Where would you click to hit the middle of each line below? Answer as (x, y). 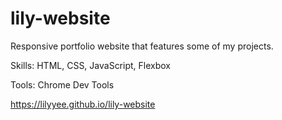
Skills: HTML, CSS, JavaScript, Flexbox (90, 65)
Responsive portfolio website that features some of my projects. (142, 46)
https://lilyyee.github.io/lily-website (83, 104)
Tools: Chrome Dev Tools (62, 84)
